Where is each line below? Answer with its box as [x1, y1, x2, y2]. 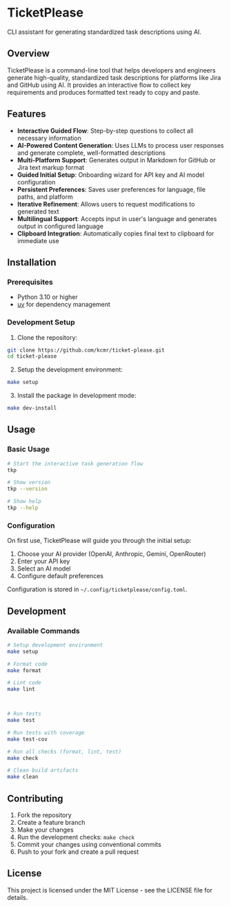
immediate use [17, 236, 60, 245]
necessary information [17, 133, 81, 142]
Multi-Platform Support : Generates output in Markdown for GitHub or [17, 155, 216, 164]
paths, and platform [17, 192, 74, 201]
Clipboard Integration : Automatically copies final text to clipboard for [17, 229, 214, 238]
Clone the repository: [17, 333, 78, 341]
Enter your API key [17, 557, 70, 566]
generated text [17, 207, 60, 216]
